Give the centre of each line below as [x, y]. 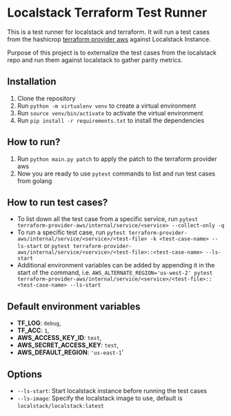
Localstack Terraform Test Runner [107, 13]
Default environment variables [74, 306]
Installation [32, 82]
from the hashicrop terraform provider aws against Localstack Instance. [109, 39]
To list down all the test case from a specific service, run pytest [108, 219]
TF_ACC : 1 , [33, 330]
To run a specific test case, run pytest [71, 232]
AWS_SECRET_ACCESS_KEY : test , [68, 345]
